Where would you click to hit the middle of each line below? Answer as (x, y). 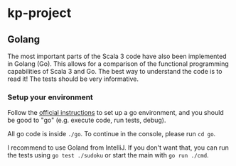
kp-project (39, 13)
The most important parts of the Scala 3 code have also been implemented (117, 56)
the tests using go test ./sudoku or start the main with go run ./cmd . (108, 155)
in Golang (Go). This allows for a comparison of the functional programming (118, 64)
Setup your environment (50, 97)
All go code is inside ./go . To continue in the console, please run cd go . (112, 134)
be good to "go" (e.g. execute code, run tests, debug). (87, 120)
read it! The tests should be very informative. (73, 79)
